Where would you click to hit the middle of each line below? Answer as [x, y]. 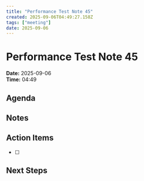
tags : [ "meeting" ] [29, 22]
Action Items [30, 138]
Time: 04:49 [21, 79]
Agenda [21, 98]
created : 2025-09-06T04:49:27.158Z [50, 17]
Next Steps [27, 171]
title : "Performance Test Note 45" [50, 11]
